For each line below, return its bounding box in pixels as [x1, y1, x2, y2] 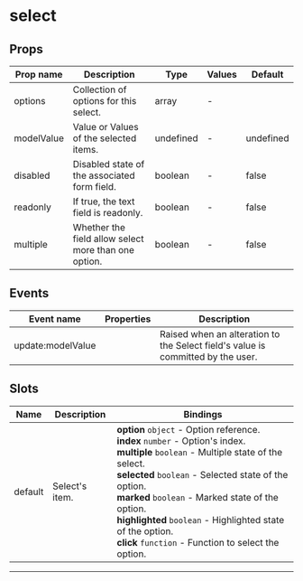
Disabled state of [72, 158, 145, 170]
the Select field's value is [159, 339, 266, 351]
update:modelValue [14, 339, 96, 351]
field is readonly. [72, 207, 143, 219]
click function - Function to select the [116, 536, 280, 548]
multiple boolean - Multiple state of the [116, 445, 283, 458]
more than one [72, 244, 135, 256]
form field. [72, 181, 117, 192]
